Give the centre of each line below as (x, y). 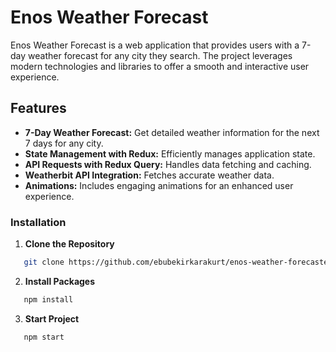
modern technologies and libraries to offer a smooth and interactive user (160, 66)
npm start (44, 337)
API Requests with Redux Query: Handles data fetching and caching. (168, 164)
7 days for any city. (64, 143)
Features (38, 108)
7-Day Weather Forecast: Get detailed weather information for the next (172, 132)
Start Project (52, 318)
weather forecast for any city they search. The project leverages (160, 55)
